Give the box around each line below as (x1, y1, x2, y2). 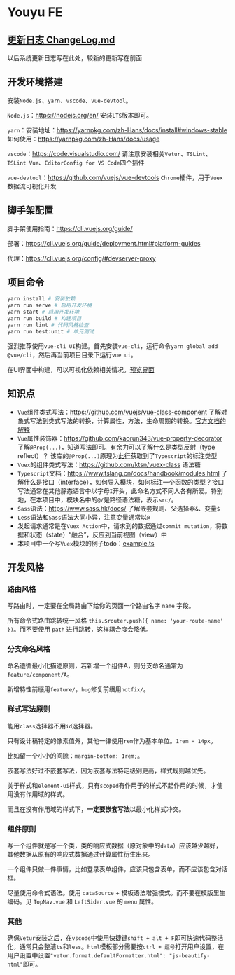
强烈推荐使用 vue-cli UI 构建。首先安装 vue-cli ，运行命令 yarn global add (7, 341, 218, 350)
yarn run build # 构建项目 (7, 315, 82, 322)
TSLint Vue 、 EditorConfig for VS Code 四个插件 (7, 158, 145, 167)
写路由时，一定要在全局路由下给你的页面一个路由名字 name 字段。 (7, 602, 195, 610)
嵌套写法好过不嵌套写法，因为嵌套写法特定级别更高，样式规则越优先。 (7, 766, 210, 775)
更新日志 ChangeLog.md (7, 34, 115, 46)
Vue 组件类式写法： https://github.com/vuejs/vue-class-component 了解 (17, 408, 222, 416)
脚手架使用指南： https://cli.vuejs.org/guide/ (7, 224, 133, 233)
